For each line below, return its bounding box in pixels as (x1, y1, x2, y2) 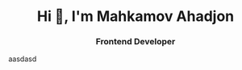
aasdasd (8, 54, 37, 64)
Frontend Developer (95, 36, 176, 47)
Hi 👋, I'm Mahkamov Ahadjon (36, 7, 235, 26)
